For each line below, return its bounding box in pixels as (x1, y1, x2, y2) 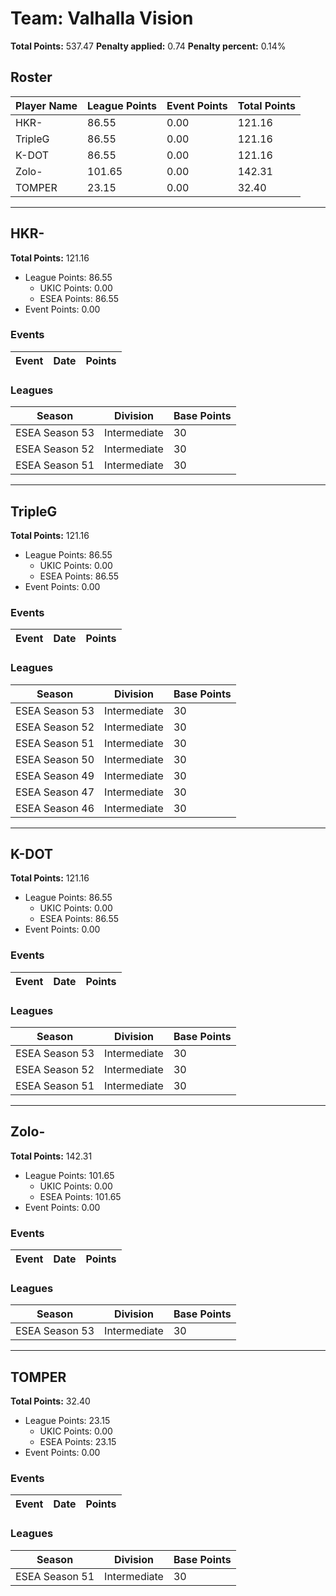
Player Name (15, 98, 78, 112)
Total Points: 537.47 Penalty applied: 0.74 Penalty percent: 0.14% (10, 40, 287, 52)
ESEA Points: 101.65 (39, 1190, 122, 1202)
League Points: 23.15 (24, 1415, 111, 1427)
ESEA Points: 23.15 (39, 1436, 117, 1448)
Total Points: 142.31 (10, 1150, 93, 1162)
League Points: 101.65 (24, 1169, 115, 1181)
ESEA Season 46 (15, 801, 95, 815)
